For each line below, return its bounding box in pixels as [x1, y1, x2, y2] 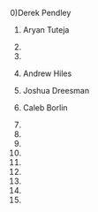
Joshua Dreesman [22, 86, 90, 95]
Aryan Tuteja [22, 25, 70, 34]
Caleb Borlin [22, 102, 69, 113]
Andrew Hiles [22, 68, 72, 79]
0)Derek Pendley [10, 8, 72, 18]
